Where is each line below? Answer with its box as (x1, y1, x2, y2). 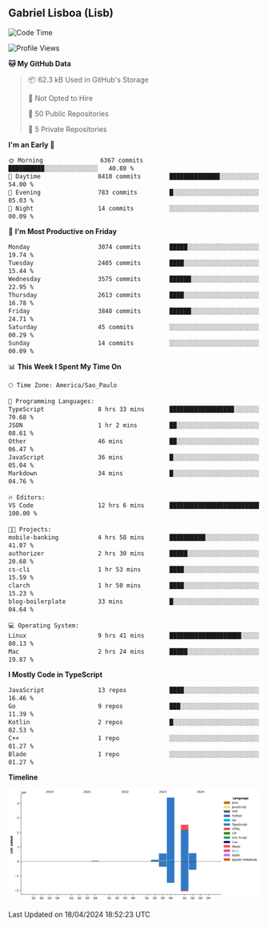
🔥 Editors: (8, 493, 46, 502)
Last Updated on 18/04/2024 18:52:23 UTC (8, 909, 150, 919)
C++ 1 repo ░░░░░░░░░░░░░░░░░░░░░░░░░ (8, 734, 260, 742)
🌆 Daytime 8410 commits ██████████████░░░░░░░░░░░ (8, 172, 260, 180)
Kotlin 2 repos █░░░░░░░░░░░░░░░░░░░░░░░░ (8, 718, 260, 726)
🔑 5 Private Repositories (27, 124, 108, 134)
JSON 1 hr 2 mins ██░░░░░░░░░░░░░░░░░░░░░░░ (8, 421, 260, 429)
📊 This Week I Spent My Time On (8, 361, 122, 371)
